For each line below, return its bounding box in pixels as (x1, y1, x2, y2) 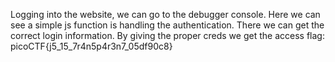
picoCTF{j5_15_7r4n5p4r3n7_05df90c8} (10, 40, 173, 52)
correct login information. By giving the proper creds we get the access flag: (10, 30, 325, 41)
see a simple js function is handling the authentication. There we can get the (10, 19, 325, 31)
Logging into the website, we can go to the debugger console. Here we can (10, 9, 321, 20)
